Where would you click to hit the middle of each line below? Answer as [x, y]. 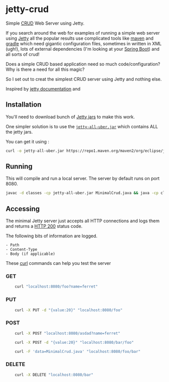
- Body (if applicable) [31, 254]
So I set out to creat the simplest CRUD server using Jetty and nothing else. [84, 79]
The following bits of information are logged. [52, 236]
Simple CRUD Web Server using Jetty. [45, 23]
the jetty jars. [19, 132]
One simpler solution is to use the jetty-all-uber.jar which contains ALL [82, 126]
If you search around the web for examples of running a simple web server [83, 33]
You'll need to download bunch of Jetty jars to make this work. [70, 117]
